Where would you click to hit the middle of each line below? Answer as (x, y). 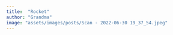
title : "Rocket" (28, 12)
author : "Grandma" (29, 17)
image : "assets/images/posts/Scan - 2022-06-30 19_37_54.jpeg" (87, 23)
